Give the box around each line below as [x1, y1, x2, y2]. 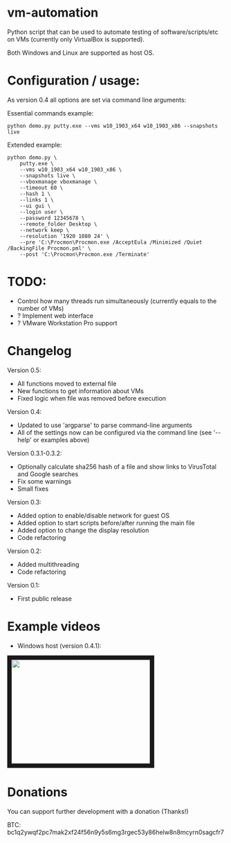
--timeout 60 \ [19, 184, 64, 191]
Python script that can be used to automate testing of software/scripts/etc [7, 28, 219, 36]
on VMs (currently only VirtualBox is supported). [7, 35, 145, 43]
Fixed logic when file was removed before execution [17, 394, 167, 402]
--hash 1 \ [19, 190, 51, 197]
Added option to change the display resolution [17, 526, 149, 534]
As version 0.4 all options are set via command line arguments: [7, 96, 187, 104]
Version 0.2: [7, 547, 41, 555]
